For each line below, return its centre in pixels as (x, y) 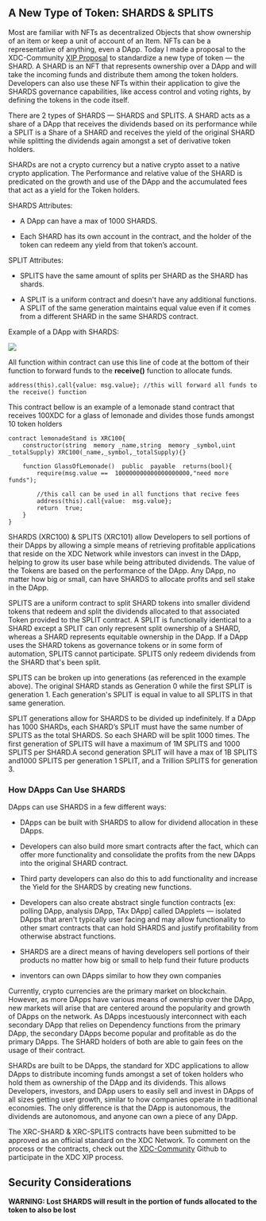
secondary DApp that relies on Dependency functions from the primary (124, 1025)
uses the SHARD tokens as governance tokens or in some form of (116, 645)
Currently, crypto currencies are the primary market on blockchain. (118, 991)
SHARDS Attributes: (40, 205)
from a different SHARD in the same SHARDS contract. (109, 316)
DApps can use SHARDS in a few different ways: (87, 807)
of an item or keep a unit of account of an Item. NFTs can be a (110, 41)
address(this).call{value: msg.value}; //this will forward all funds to (133, 385)
